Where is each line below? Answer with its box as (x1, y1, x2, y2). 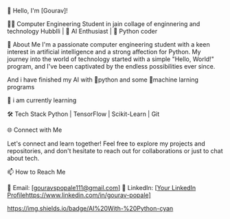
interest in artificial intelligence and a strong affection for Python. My (7, 48, 201, 56)
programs (7, 83, 35, 91)
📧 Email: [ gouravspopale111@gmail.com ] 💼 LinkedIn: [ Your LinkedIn (7, 184, 196, 192)
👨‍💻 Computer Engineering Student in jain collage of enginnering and (7, 20, 200, 27)
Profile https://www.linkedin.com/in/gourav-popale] (7, 191, 151, 199)
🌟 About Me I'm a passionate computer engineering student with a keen (7, 41, 211, 48)
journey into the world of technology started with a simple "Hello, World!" (7, 55, 214, 63)
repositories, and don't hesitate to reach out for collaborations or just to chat (7, 147, 223, 154)
